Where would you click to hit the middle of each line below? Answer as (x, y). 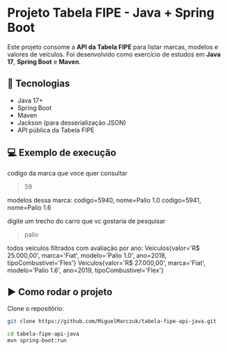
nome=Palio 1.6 (29, 208)
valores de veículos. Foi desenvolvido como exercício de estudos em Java (114, 54)
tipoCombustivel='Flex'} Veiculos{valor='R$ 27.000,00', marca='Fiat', (106, 263)
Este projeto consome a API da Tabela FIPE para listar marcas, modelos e (113, 47)
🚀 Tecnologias (39, 84)
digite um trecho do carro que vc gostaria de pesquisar (86, 221)
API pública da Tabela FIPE (56, 130)
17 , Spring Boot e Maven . (44, 61)
